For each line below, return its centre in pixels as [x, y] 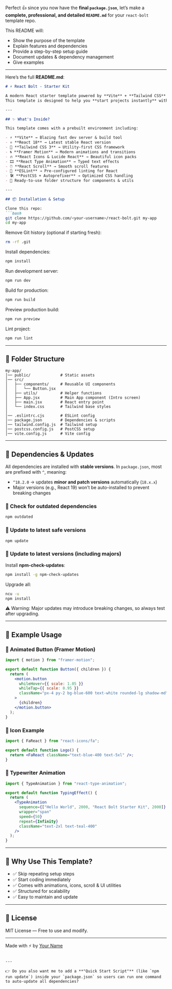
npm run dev [18, 281]
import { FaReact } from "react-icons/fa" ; [52, 741]
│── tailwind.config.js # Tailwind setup [51, 425]
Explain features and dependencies [50, 46]
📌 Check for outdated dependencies [51, 507]
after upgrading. [22, 614]
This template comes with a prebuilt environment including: [72, 128]
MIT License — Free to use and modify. [47, 930]
